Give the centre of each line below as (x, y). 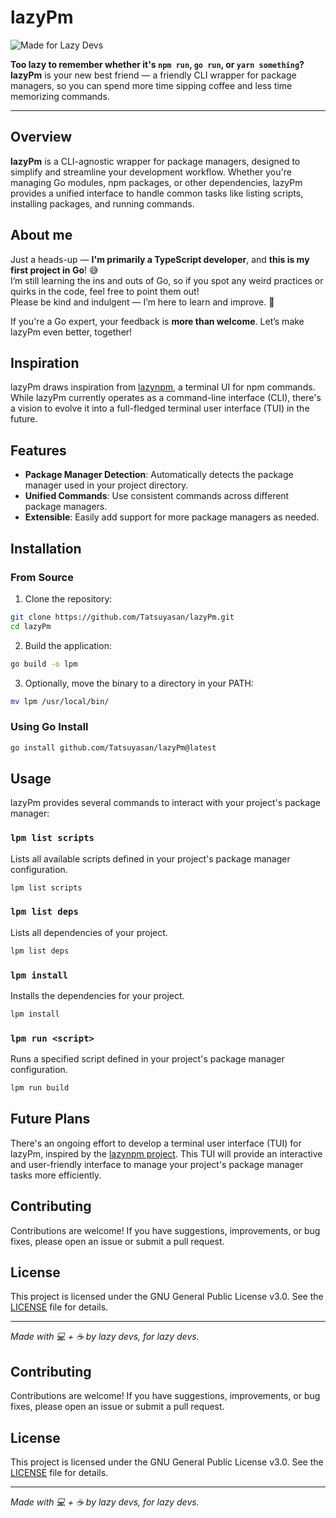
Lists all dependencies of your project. (89, 932)
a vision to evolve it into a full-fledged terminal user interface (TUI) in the (160, 408)
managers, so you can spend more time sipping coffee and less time (151, 85)
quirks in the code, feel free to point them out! (105, 291)
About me (41, 235)
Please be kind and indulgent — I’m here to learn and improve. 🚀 (142, 302)
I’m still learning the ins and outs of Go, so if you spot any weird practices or (167, 280)
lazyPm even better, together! (71, 332)
